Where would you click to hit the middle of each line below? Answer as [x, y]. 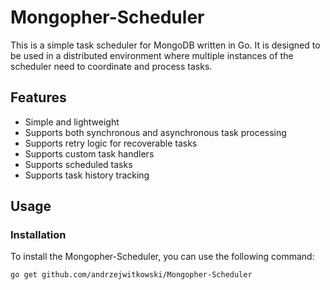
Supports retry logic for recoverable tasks [111, 143]
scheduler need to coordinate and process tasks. [111, 66]
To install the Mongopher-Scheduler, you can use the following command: [162, 257]
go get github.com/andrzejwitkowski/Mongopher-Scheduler [131, 275]
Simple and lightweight [72, 122]
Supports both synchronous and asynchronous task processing [155, 132]
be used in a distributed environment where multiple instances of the [152, 55]
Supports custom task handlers [89, 153]
